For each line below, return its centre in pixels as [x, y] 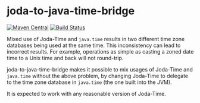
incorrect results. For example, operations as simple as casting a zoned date [100, 51]
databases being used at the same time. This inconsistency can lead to [94, 45]
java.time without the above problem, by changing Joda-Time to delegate [98, 76]
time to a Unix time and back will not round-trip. [65, 58]
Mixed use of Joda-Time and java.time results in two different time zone [96, 39]
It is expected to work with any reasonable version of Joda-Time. [86, 93]
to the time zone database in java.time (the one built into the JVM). [89, 82]
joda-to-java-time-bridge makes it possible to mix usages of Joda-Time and [100, 69]
